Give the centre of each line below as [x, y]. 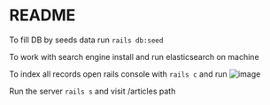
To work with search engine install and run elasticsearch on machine [134, 56]
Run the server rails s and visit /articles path [93, 91]
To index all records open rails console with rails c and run [118, 74]
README [42, 15]
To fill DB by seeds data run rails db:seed [86, 40]
